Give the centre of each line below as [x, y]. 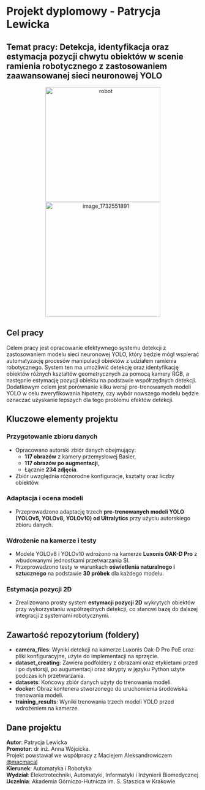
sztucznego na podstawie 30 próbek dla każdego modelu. [89, 574]
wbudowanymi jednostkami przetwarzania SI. [73, 560]
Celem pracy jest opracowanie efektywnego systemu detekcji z [86, 348]
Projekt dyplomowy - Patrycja [84, 11]
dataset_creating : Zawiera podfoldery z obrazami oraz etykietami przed [106, 663]
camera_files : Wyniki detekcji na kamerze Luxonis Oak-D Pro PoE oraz [105, 650]
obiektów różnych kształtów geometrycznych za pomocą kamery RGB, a [98, 374]
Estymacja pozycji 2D [39, 590]
